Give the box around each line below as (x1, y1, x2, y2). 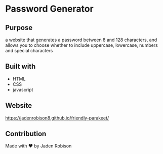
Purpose (5, 23, 33, 32)
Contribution (5, 130, 47, 138)
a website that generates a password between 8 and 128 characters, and (5, 37, 157, 43)
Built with (5, 62, 36, 71)
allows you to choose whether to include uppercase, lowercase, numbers (5, 42, 158, 48)
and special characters (5, 48, 53, 53)
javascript (12, 86, 33, 93)
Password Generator (5, 3, 94, 15)
